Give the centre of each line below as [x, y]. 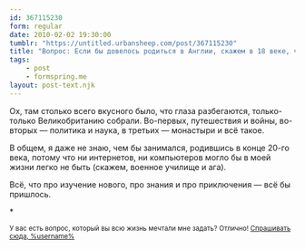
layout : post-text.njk [52, 85]
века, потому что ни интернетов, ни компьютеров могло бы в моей [140, 157]
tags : [20, 60]
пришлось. [30, 194]
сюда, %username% [42, 236]
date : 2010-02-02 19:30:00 [60, 34]
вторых [24, 130]
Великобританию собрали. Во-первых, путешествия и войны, [157, 120]
